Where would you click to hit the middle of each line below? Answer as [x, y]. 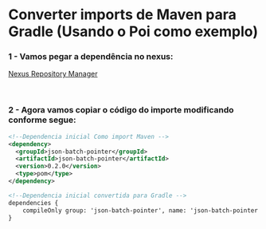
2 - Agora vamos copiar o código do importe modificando [121, 110]
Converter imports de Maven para [123, 15]
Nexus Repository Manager [53, 74]
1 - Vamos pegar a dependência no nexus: [91, 57]
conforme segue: [43, 120]
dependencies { [33, 203]
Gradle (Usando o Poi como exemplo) [133, 32]
